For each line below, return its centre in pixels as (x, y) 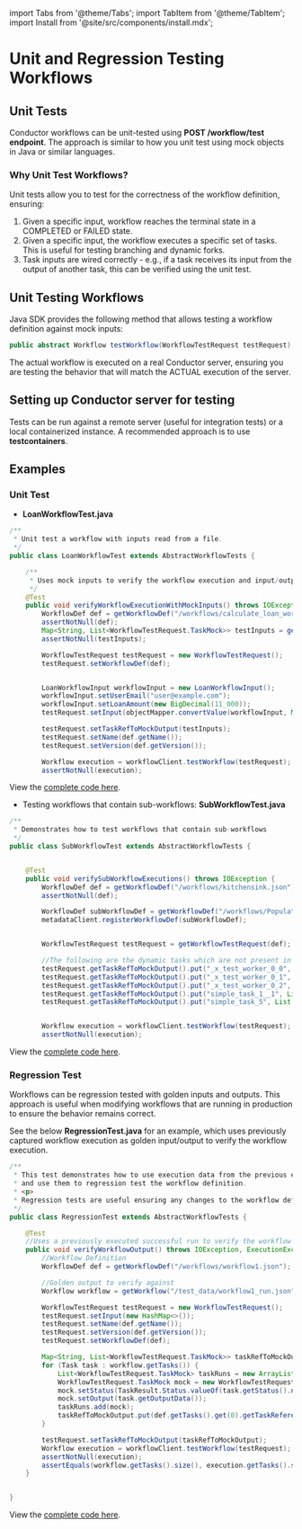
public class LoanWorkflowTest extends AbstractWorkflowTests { (132, 556)
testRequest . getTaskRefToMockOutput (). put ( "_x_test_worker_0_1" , (167, 977)
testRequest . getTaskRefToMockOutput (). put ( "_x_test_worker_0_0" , (167, 969)
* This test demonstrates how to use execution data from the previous (150, 1175)
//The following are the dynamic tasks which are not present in (167, 961)
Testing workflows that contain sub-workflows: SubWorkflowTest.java (154, 805)
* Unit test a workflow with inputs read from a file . (118, 539)
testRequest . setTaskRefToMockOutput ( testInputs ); (136, 729)
